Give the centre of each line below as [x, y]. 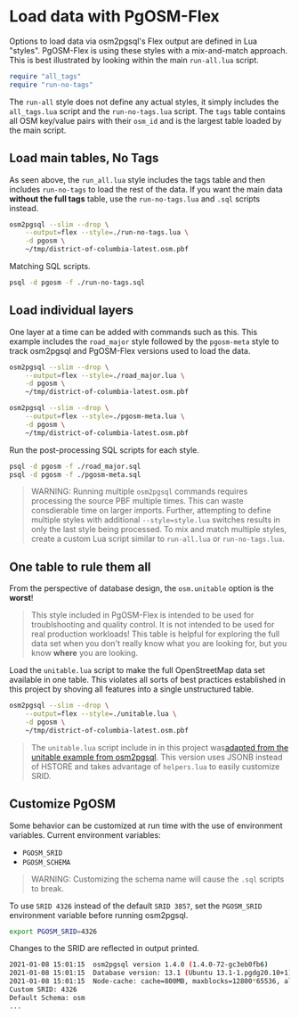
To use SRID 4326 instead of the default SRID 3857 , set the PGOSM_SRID [136, 906]
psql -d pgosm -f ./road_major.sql [75, 466]
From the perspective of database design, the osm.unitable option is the [141, 588]
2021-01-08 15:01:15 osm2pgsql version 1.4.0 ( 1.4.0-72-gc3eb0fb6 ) [139, 965]
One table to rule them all [80, 566]
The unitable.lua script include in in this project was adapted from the [160, 747]
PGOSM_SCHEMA [46, 862]
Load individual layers [72, 311]
